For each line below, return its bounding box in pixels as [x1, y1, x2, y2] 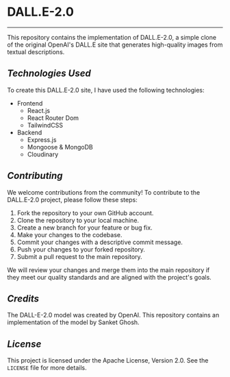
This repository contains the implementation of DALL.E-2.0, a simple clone [7, 33, 217, 41]
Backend [16, 128, 42, 136]
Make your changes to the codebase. [16, 230, 123, 239]
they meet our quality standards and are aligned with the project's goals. [7, 273, 212, 281]
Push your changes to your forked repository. [16, 245, 146, 254]
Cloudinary [27, 150, 59, 158]
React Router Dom [27, 114, 79, 122]
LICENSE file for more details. [7, 364, 87, 372]
